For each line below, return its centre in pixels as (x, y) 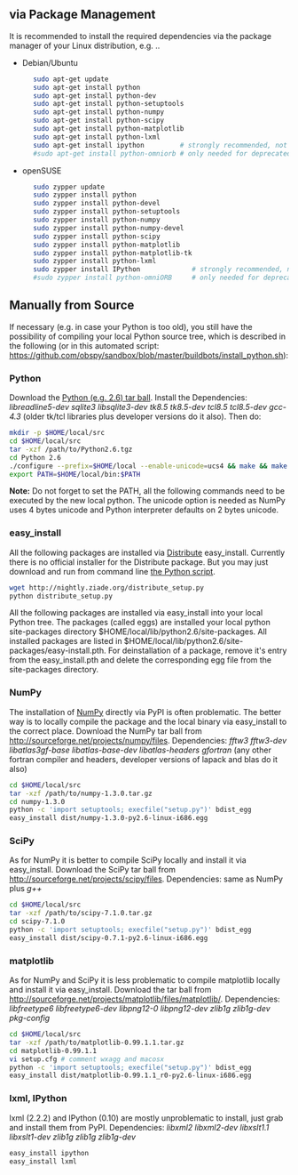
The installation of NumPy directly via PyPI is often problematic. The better (145, 712)
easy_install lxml (43, 1161)
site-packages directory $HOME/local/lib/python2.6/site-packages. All (138, 632)
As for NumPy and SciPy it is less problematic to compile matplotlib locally (145, 980)
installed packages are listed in (66, 641)
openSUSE (42, 170)
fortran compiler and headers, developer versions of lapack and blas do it (143, 759)
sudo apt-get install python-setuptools (108, 104)
